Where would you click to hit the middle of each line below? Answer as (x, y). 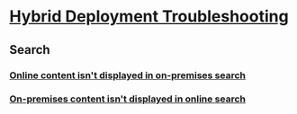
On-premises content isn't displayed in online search (127, 99)
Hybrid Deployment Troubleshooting (149, 17)
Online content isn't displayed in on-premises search (127, 75)
